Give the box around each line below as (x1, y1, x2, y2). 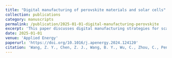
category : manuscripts (5, 17, 54, 22)
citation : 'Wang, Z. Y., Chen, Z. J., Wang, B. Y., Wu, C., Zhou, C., (5, 45, 159, 50)
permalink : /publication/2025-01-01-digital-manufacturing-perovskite (5, 21, 159, 27)
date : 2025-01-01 (5, 31, 42, 36)
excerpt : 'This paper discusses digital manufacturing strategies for (5, 26, 159, 31)
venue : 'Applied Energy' (5, 36, 58, 41)
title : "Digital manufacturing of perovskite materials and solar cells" (5, 7, 166, 13)
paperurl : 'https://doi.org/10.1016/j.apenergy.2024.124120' (5, 40, 139, 45)
